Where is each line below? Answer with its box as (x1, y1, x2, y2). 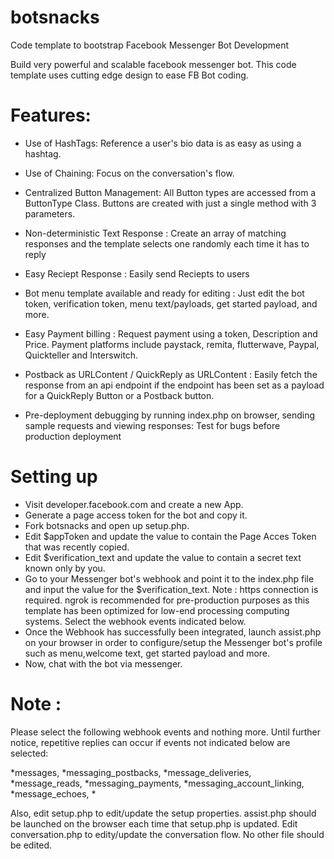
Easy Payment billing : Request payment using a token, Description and (24, 327, 318, 340)
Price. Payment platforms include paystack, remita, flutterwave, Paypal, (24, 338, 320, 350)
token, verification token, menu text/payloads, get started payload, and (24, 297, 318, 310)
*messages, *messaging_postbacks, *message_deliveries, (10, 766, 252, 778)
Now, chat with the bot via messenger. (24, 657, 183, 670)
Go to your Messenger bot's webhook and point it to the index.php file (24, 572, 315, 585)
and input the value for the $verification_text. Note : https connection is (24, 583, 319, 595)
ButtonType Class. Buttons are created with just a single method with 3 (24, 197, 317, 209)
